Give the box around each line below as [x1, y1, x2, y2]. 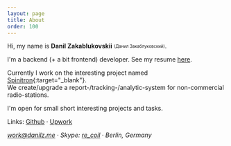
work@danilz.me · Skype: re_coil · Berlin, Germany [7, 131, 152, 139]
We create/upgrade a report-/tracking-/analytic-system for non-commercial [7, 84, 224, 92]
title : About [7, 17, 45, 24]
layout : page [7, 10, 45, 17]
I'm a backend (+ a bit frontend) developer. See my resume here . [7, 55, 192, 64]
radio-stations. [7, 91, 49, 99]
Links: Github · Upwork [7, 118, 73, 126]
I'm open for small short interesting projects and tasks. [7, 104, 163, 113]
